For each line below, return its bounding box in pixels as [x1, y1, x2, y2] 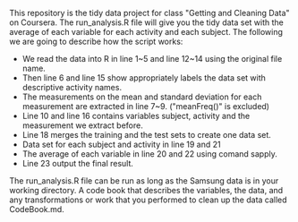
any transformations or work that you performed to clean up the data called [9, 194, 288, 205]
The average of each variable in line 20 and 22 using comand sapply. [21, 149, 277, 159]
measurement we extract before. [21, 120, 143, 131]
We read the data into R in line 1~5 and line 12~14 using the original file [21, 54, 283, 64]
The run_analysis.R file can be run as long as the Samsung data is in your [9, 175, 279, 186]
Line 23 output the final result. [21, 158, 134, 168]
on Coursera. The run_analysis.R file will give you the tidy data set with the [9, 17, 285, 28]
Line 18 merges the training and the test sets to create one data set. [21, 130, 271, 140]
